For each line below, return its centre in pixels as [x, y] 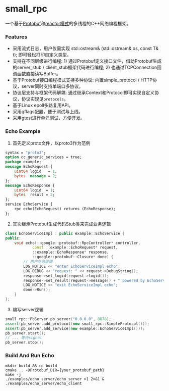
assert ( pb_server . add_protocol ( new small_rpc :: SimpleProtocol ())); [77, 324]
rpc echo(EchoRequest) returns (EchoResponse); [65, 209]
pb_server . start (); [26, 333]
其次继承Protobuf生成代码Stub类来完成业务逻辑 [62, 224]
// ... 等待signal [24, 338]
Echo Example [23, 131]
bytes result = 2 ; [35, 195]
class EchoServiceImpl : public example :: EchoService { [65, 233]
